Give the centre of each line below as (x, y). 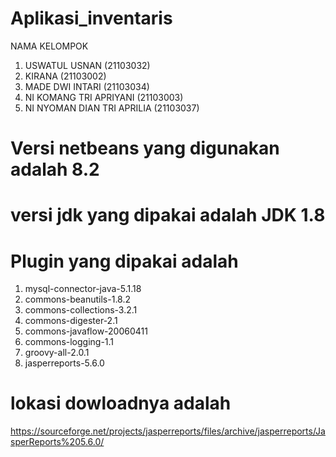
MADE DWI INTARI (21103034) (87, 86)
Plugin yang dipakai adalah (124, 261)
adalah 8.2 (55, 169)
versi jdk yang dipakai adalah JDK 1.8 (168, 215)
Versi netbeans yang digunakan (145, 148)
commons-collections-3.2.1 (81, 310)
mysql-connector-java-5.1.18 (83, 289)
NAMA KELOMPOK (49, 46)
